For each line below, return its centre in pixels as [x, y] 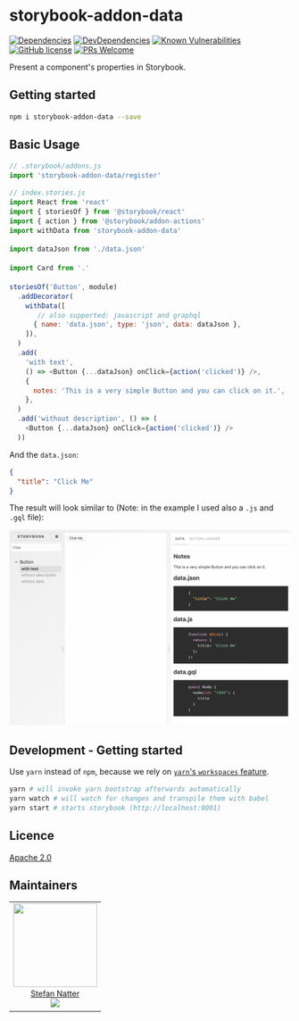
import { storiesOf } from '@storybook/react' [97, 212]
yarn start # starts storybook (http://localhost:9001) [115, 808]
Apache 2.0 [30, 857]
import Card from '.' [50, 269]
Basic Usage [45, 145]
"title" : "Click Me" [55, 481]
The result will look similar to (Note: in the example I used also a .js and [141, 508]
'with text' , [50, 362]
